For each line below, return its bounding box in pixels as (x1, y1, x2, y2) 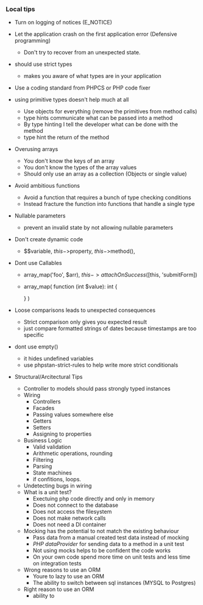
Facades (32, 405, 55, 412)
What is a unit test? (23, 489, 72, 496)
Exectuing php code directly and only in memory (32, 495, 155, 503)
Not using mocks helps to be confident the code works (32, 547, 171, 554)
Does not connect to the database (32, 501, 118, 509)
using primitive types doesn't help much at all (14, 96, 129, 104)
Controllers (32, 398, 61, 405)
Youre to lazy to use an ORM (32, 573, 105, 580)
